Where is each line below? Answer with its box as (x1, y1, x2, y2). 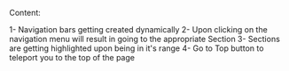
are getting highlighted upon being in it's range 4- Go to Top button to (9, 43, 264, 53)
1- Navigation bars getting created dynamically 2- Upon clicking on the (9, 25, 268, 34)
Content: (9, 8, 42, 18)
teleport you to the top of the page (9, 53, 136, 62)
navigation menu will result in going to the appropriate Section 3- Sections (9, 34, 281, 44)
